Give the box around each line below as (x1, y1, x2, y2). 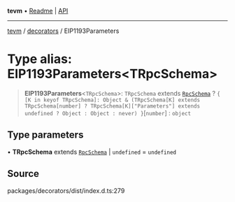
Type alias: (7, 51, 72, 67)
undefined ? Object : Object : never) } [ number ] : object (24, 108, 191, 117)
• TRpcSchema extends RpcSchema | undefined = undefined (7, 147, 177, 156)
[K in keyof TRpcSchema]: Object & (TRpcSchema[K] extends (24, 96, 201, 103)
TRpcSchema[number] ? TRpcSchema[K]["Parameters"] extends (24, 102, 201, 110)
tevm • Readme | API (7, 7, 69, 15)
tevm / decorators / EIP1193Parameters (7, 27, 120, 35)
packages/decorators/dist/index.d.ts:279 (7, 186, 125, 195)
